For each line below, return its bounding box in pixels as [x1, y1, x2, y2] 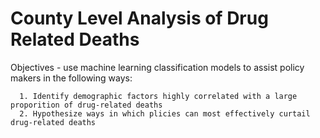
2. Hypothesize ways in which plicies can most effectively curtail [19, 108, 311, 119]
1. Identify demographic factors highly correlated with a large [19, 91, 298, 101]
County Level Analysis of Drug [10, 7, 269, 30]
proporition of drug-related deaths [10, 100, 163, 110]
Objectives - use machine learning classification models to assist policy [10, 61, 305, 73]
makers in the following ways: [10, 72, 133, 84]
